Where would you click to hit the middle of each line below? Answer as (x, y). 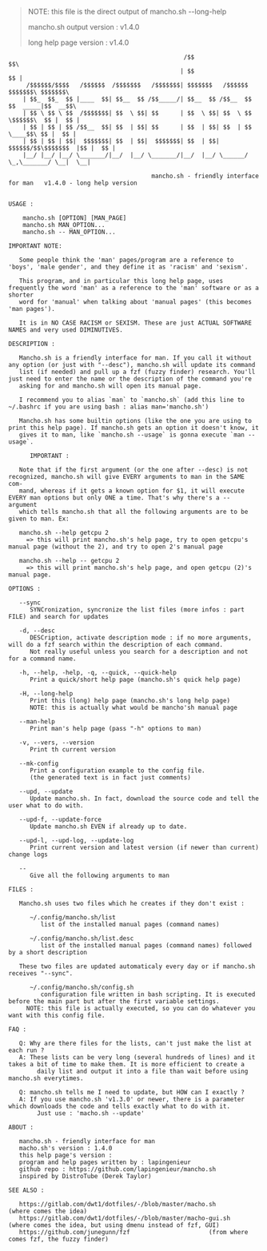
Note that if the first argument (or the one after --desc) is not (133, 470)
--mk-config (39, 763)
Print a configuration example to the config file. (117, 771)
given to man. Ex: (39, 519)
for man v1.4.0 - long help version (73, 183)
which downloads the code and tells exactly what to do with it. (119, 1106)
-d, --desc (37, 631)
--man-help (37, 722)
